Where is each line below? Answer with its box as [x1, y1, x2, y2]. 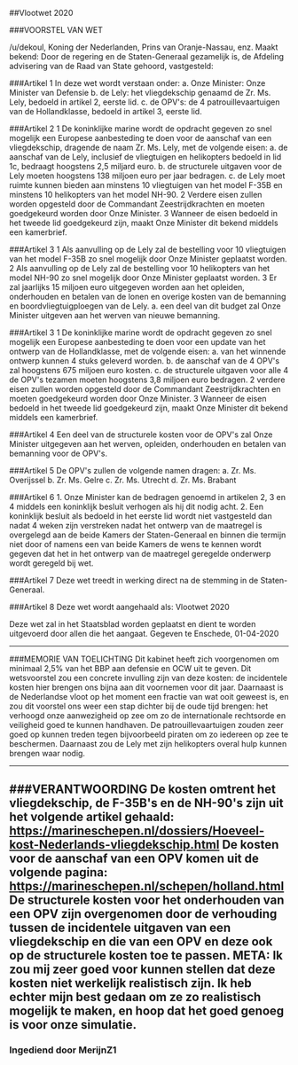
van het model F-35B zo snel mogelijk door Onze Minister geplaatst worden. [9, 254, 287, 264]
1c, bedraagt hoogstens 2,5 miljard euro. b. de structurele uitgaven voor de [9, 161, 282, 171]
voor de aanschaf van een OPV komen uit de [9, 851, 260, 866]
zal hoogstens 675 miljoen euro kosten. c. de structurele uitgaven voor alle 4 [9, 365, 289, 375]
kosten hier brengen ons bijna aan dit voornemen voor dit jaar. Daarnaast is [9, 682, 284, 693]
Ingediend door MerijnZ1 [9, 1044, 117, 1056]
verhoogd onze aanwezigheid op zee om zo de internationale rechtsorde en [9, 710, 286, 721]
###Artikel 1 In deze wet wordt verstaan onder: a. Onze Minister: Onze [9, 78, 266, 88]
